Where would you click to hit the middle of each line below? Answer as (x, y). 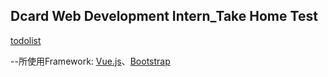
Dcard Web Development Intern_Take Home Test (164, 16)
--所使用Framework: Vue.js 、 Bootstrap (90, 61)
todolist (26, 40)
